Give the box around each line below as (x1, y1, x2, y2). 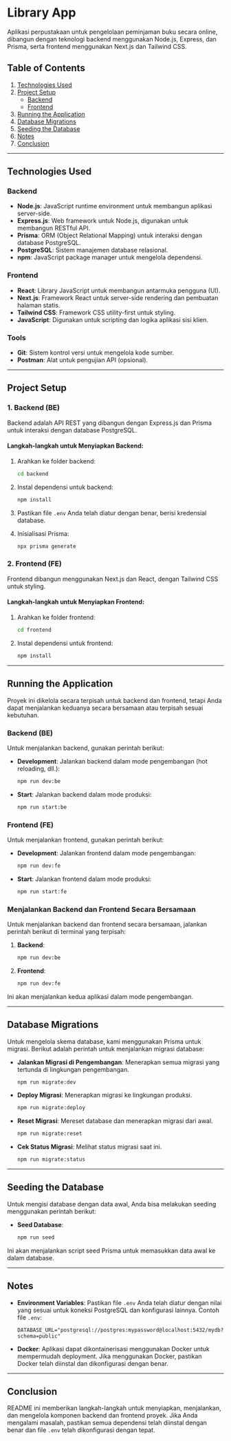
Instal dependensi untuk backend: (16, 483, 113, 491)
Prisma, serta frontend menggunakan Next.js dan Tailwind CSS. (7, 42, 187, 50)
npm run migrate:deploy (16, 1104, 86, 1111)
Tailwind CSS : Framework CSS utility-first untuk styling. (16, 308, 176, 317)
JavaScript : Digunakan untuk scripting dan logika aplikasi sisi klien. (16, 315, 208, 324)
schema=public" (16, 1333, 61, 1340)
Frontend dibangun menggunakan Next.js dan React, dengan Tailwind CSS (7, 575, 219, 583)
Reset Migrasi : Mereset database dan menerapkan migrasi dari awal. (16, 1117, 213, 1125)
